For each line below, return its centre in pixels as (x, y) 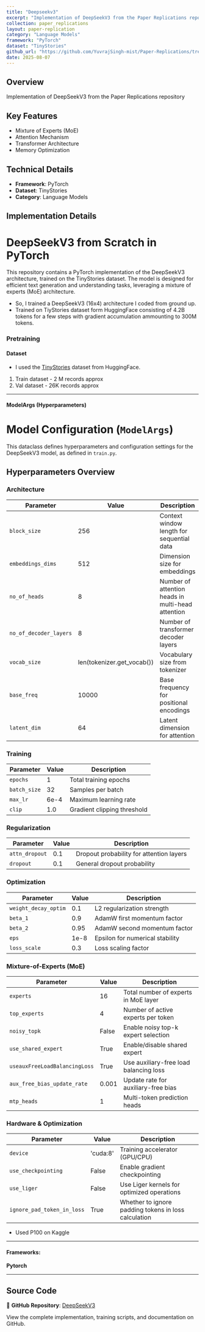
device (19, 1153)
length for (174, 530)
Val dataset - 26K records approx (57, 385)
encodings (175, 710)
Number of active (148, 1010)
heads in (172, 596)
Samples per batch (96, 790)
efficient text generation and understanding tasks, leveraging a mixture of (99, 285)
